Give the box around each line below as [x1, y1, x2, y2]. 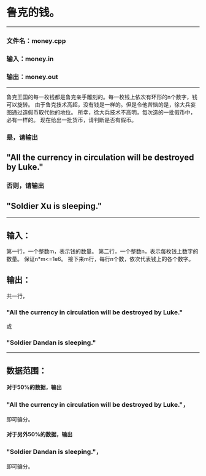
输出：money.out [6, 72, 58, 81]
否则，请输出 [6, 181, 45, 190]
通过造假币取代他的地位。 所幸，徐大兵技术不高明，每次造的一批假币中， [11, 108, 196, 116]
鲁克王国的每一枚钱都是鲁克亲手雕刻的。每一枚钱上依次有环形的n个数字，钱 [6, 93, 198, 101]
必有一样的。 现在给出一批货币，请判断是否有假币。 [6, 116, 137, 124]
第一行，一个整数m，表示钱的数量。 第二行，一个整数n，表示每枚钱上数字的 [6, 247, 199, 255]
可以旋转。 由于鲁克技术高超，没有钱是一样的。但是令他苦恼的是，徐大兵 [6, 101, 191, 108]
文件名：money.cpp [6, 36, 66, 45]
